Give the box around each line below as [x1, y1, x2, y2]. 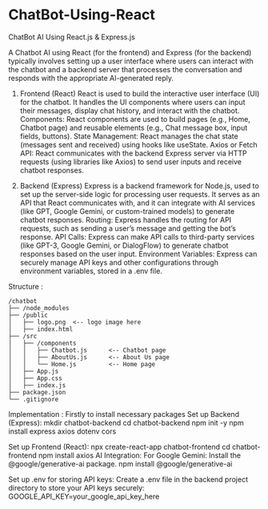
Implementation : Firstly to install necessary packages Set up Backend [8, 409, 240, 418]
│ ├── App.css [8, 374, 62, 382]
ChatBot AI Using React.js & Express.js [8, 32, 136, 42]
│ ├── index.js [8, 381, 66, 390]
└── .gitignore [8, 395, 59, 403]
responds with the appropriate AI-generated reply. [8, 73, 174, 83]
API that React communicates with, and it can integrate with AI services [19, 198, 256, 208]
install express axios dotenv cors [8, 426, 117, 436]
